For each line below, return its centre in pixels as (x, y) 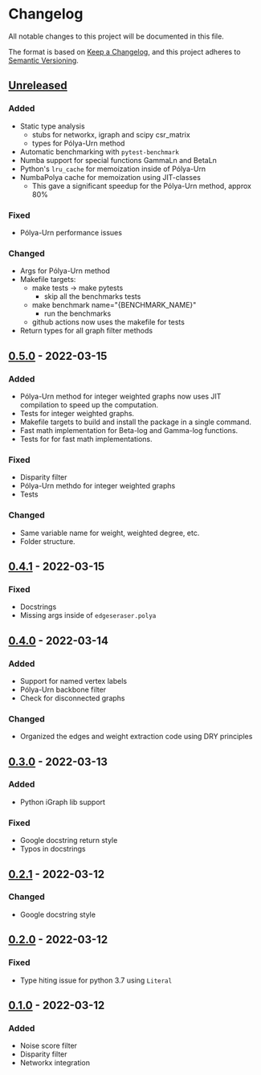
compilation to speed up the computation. (89, 405)
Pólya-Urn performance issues (71, 232)
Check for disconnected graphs (72, 698)
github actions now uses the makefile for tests (108, 322)
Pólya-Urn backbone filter (63, 689)
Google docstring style (58, 914)
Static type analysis (53, 126)
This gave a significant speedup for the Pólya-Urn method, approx (141, 186)
